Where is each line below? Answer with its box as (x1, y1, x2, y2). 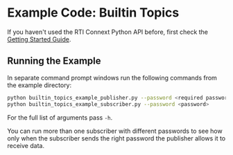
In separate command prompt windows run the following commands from (7, 73, 217, 82)
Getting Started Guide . (7, 35, 71, 43)
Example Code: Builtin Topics (7, 5, 180, 21)
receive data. (7, 141, 45, 149)
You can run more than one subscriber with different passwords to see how (7, 127, 223, 135)
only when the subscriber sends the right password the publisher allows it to (7, 134, 226, 143)
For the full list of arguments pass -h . (7, 113, 113, 122)
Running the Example (7, 55, 102, 67)
